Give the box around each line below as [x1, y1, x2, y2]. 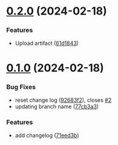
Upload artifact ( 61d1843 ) [15, 39, 79, 47]
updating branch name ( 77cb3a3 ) [15, 103, 99, 110]
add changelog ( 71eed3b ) [15, 132, 79, 139]
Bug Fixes [6, 83, 36, 91]
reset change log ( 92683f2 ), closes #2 [15, 96, 112, 104]
